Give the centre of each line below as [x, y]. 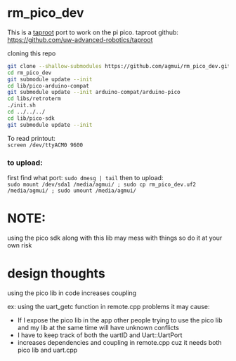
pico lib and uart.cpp [47, 350]
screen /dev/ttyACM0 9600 [45, 145]
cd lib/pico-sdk [31, 118]
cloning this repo [32, 53]
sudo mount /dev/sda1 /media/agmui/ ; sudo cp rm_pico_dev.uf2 [102, 184]
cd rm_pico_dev [29, 73]
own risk [20, 245]
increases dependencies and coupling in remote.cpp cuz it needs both [119, 342]
